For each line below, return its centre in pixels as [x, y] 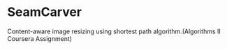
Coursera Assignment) [39, 38]
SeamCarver [45, 12]
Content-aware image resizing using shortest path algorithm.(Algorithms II [114, 31]
